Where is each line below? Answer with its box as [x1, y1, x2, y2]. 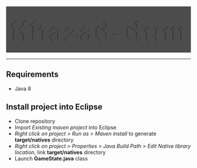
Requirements [6, 70, 59, 80]
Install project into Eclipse [6, 102, 103, 112]
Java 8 [14, 85, 31, 92]
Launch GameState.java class [14, 155, 88, 162]
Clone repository [14, 118, 56, 125]
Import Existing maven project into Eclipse [14, 124, 117, 131]
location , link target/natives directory [14, 149, 106, 156]
